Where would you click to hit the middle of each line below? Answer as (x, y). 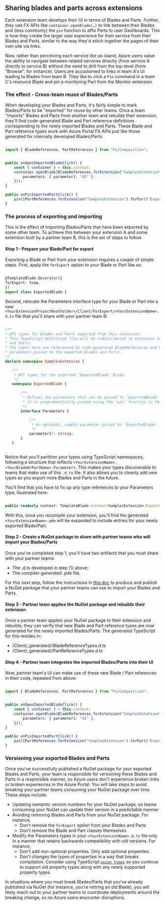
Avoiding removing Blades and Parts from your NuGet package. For (80, 815)
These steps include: (26, 795)
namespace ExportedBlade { (39, 384)
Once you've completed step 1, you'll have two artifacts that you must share (82, 553)
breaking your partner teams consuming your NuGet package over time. (78, 790)
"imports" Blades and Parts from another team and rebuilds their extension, (81, 116)
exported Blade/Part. (26, 525)
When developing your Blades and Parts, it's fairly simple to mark (71, 105)
